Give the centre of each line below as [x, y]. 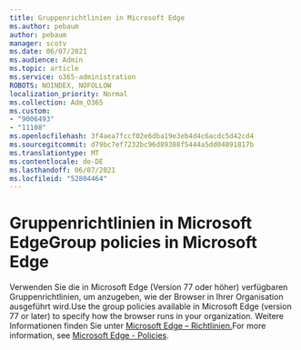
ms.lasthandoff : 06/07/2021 [63, 170]
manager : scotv [38, 43]
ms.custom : [30, 111]
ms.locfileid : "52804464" [58, 178]
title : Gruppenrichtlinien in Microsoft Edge [97, 18]
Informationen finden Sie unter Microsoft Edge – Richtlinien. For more [138, 326]
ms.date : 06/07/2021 [49, 52]
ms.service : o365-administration [73, 77]
